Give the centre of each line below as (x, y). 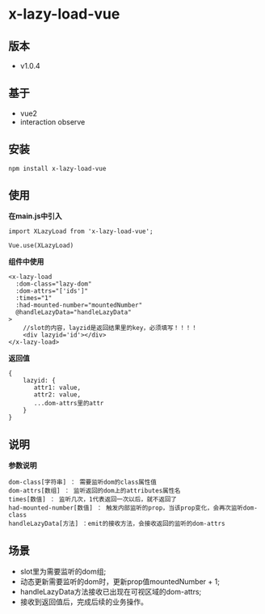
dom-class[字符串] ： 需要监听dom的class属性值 (83, 482)
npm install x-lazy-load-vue (57, 168)
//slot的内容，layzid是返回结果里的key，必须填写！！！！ (110, 328)
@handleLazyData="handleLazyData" (74, 312)
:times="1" (34, 299)
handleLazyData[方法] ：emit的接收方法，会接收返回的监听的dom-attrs (117, 524)
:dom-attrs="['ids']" (52, 291)
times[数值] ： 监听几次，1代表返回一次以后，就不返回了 (93, 500)
